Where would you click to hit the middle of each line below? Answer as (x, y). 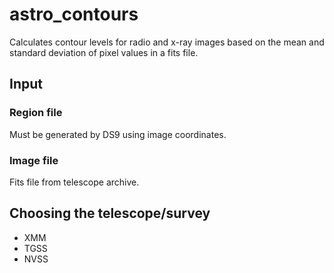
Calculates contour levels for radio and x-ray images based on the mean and (167, 42)
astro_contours (74, 14)
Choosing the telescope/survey (110, 213)
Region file (36, 113)
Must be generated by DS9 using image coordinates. (118, 134)
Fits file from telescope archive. (74, 182)
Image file (34, 160)
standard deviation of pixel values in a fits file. (104, 52)
